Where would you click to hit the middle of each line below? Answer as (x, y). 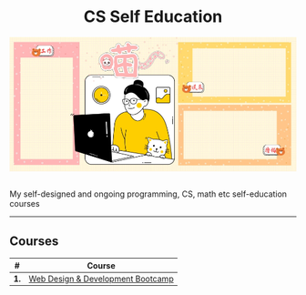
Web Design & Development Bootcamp (102, 279)
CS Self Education (153, 17)
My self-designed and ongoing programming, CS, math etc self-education (148, 194)
